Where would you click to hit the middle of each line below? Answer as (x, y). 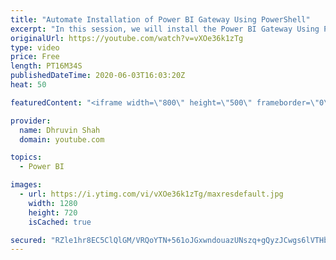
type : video (35, 47)
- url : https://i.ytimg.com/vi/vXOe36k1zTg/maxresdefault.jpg (151, 194)
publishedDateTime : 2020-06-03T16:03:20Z (98, 76)
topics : (26, 157)
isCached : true (60, 222)
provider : (31, 121)
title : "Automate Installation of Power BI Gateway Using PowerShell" (160, 19)
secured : (28, 240)
